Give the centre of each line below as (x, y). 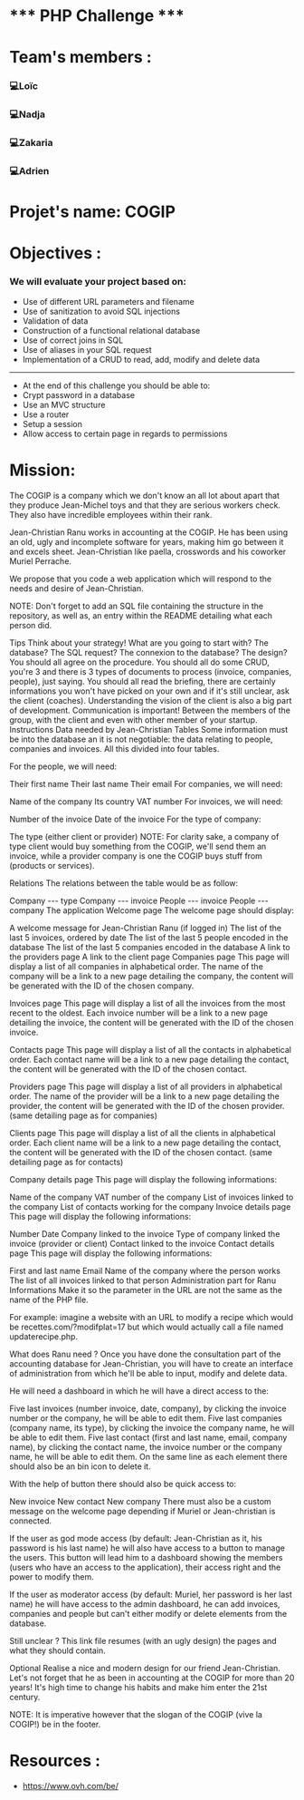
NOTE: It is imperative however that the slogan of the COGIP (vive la (136, 1714)
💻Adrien (29, 171)
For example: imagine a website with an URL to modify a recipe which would (152, 1317)
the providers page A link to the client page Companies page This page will (149, 957)
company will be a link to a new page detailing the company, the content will (152, 976)
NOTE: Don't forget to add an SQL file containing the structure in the (137, 606)
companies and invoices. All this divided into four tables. (114, 748)
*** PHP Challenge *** (97, 16)
